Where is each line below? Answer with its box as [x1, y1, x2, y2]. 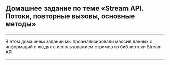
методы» [5, 20, 36, 28]
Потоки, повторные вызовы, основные [5, 12, 135, 21]
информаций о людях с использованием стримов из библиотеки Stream [5, 43, 162, 50]
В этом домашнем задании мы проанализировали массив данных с [5, 38, 153, 44]
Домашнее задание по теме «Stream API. [5, 4, 144, 13]
